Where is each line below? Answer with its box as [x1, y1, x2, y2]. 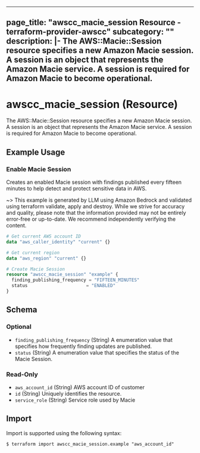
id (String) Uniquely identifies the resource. [14, 390, 122, 397]
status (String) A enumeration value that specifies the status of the [14, 349, 180, 356]
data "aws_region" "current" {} [6, 255, 86, 261]
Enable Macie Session [6, 165, 71, 173]
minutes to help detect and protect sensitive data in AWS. [6, 185, 147, 192]
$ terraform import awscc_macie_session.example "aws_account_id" [6, 441, 174, 447]
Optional [6, 323, 32, 331]
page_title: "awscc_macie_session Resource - [6, 17, 182, 27]
